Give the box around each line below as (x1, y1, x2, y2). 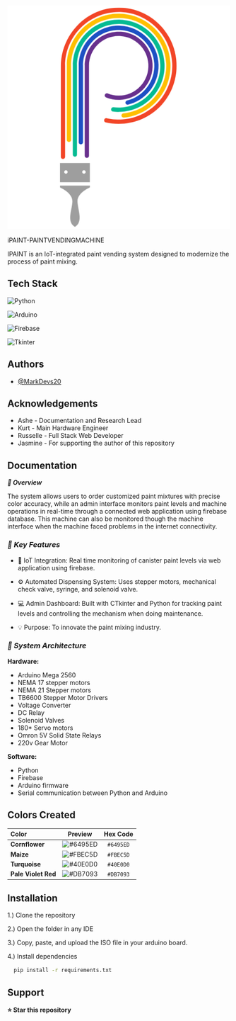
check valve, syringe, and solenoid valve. (17, 585, 138, 593)
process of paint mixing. (7, 257, 78, 266)
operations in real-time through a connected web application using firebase (7, 507, 228, 516)
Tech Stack (7, 278, 58, 290)
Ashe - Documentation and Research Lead (17, 417, 142, 425)
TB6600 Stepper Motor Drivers (17, 693, 108, 701)
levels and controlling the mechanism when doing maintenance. (17, 609, 203, 618)
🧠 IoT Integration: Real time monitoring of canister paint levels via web (17, 555, 221, 565)
